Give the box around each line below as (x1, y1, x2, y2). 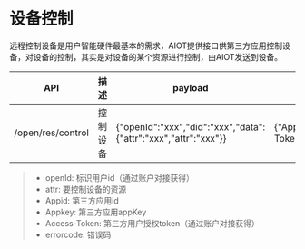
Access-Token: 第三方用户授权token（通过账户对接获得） (44, 217, 261, 228)
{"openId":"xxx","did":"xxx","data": (115, 120, 266, 133)
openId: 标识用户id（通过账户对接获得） (44, 172, 195, 183)
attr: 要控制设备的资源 (44, 184, 127, 194)
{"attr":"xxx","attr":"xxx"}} (115, 132, 227, 144)
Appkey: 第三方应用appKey (44, 206, 147, 217)
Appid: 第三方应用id (44, 194, 120, 205)
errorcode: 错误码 (44, 229, 112, 240)
